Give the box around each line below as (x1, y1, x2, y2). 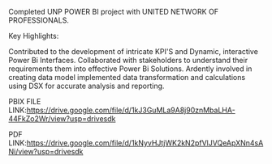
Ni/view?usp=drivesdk (8, 147, 84, 156)
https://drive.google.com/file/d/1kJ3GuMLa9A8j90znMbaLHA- (26, 105, 235, 115)
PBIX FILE (8, 97, 41, 106)
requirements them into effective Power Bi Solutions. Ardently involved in (8, 64, 253, 74)
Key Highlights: (8, 32, 59, 40)
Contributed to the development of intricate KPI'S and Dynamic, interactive (8, 47, 258, 56)
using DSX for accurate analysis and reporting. (8, 81, 165, 90)
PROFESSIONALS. (8, 15, 69, 25)
